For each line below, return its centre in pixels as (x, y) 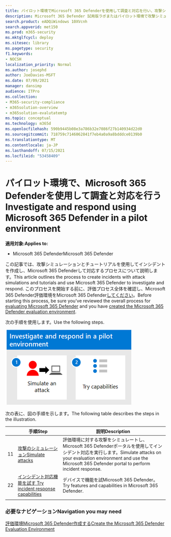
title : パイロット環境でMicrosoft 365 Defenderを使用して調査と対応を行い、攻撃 (84, 11)
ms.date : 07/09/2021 (27, 81)
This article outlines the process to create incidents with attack (79, 277)
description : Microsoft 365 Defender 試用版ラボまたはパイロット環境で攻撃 (80, 16)
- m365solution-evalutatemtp (36, 113)
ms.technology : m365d (28, 124)
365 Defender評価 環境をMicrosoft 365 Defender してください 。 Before (78, 295)
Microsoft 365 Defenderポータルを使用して (108, 446)
